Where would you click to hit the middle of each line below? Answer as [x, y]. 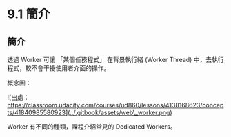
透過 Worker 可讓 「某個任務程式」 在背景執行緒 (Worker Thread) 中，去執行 [115, 60]
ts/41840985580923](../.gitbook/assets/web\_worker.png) [90, 112]
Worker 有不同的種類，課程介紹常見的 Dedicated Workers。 [92, 127]
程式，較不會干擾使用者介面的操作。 [59, 68]
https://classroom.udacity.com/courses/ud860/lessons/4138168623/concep [115, 105]
